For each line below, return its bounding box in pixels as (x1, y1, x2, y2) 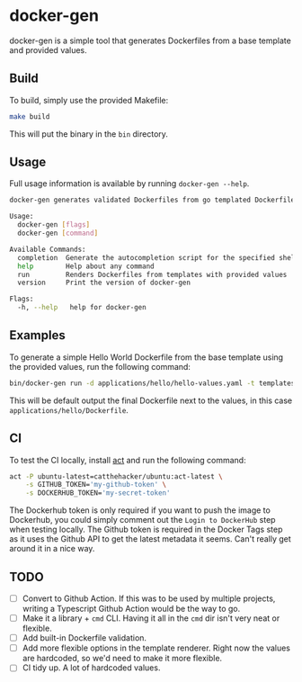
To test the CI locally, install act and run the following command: (9, 454, 246, 465)
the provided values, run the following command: (9, 361, 191, 372)
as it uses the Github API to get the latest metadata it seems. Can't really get (9, 534, 292, 544)
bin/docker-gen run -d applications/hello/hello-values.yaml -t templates (9, 379, 296, 388)
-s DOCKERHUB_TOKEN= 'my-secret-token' (25, 489, 171, 498)
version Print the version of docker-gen (17, 278, 191, 288)
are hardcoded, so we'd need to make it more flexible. (22, 653, 223, 664)
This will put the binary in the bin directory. (9, 128, 169, 139)
